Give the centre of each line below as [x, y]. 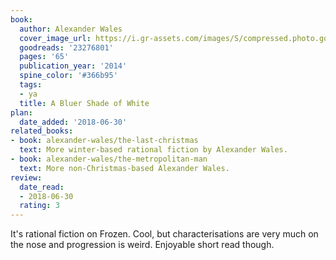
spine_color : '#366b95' [68, 76]
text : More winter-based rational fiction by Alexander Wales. [153, 150]
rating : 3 [39, 206]
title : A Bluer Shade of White [84, 103]
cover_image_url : [55, 38]
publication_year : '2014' [73, 66]
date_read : [42, 187]
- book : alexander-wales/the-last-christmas [104, 141]
